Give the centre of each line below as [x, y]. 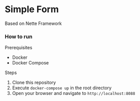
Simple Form [32, 9]
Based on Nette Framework [33, 23]
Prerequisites [19, 48]
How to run [19, 37]
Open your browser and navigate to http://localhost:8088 [74, 93]
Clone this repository [34, 83]
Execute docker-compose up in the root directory [62, 88]
